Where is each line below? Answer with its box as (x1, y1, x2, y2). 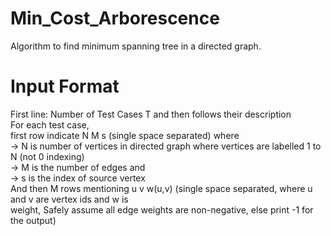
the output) (10, 214, 57, 226)
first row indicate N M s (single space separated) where (10, 129, 240, 141)
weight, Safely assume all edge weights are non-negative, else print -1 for (10, 203, 314, 216)
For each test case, (10, 118, 90, 131)
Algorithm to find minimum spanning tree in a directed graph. (10, 40, 262, 52)
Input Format (10, 75, 120, 98)
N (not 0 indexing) (10, 150, 85, 162)
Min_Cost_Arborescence (10, 7, 220, 30)
